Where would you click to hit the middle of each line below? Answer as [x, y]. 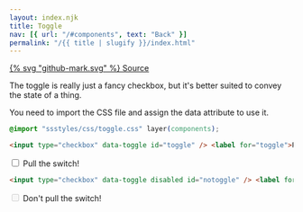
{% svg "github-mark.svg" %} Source [79, 68]
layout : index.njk [44, 18]
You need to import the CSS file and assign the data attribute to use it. [139, 112]
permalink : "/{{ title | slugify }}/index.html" [102, 43]
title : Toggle [36, 26]
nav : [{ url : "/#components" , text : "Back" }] [98, 34]
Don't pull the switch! [62, 198]
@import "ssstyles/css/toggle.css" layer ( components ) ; [115, 129]
